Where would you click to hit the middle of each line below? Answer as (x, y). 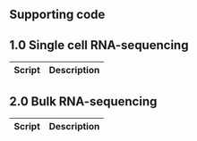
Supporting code (57, 15)
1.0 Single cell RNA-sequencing (99, 45)
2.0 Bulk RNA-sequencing (83, 101)
